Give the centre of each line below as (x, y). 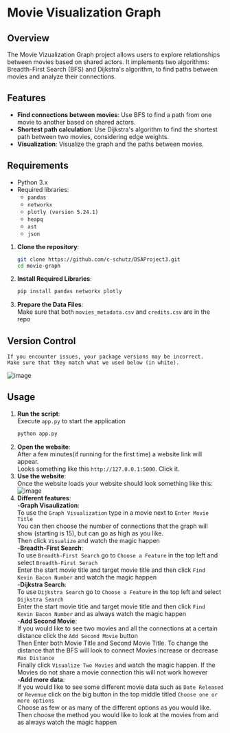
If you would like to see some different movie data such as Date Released (120, 687)
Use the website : (42, 476)
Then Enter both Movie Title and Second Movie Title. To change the (113, 643)
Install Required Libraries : (55, 279)
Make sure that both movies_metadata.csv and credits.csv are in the (114, 312)
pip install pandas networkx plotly (69, 291)
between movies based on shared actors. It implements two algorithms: (108, 62)
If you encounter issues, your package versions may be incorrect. (106, 357)
